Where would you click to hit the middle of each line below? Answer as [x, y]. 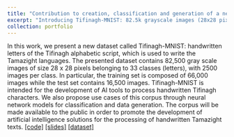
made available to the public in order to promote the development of [105, 112]
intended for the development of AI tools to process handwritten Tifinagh [112, 90]
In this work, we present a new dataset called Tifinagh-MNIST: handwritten [115, 46]
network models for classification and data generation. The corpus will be [113, 105]
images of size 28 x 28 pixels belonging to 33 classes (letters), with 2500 [112, 68]
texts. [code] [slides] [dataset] [50, 127]
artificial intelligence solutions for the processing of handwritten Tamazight [115, 120]
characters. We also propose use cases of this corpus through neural [107, 98]
